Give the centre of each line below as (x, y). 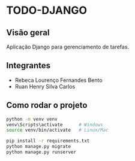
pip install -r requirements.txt (48, 141)
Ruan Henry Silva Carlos (45, 86)
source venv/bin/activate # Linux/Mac (58, 130)
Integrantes (28, 66)
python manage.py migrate (38, 147)
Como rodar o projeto (47, 105)
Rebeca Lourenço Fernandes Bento (59, 80)
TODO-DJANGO (47, 10)
